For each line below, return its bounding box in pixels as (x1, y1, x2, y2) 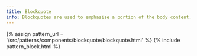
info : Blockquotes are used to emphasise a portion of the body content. (6, 14, 192, 20)
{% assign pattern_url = (6, 30, 64, 37)
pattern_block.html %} (6, 42, 61, 50)
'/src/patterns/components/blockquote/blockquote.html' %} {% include (6, 37, 180, 44)
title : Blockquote (6, 8, 51, 15)
